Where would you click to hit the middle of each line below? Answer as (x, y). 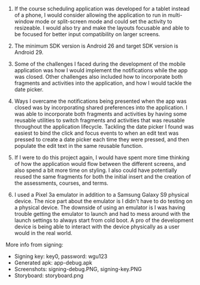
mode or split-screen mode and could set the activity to (104, 21)
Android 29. (29, 52)
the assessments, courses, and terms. (61, 183)
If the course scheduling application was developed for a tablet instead (102, 9)
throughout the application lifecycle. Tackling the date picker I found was (104, 127)
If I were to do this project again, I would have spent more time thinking (102, 158)
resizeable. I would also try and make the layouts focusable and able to (102, 28)
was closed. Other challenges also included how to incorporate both (99, 77)
